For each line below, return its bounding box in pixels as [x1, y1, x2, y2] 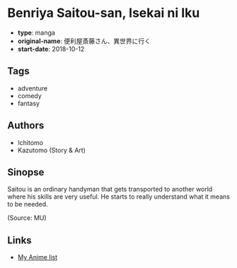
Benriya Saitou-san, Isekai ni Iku [7, 5, 200, 21]
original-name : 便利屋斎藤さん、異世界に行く [17, 37, 151, 45]
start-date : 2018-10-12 [17, 45, 85, 53]
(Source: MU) [7, 214, 47, 222]
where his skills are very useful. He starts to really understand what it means [7, 192, 230, 201]
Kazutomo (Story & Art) [17, 146, 86, 154]
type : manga [17, 28, 55, 37]
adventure [17, 83, 48, 93]
